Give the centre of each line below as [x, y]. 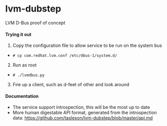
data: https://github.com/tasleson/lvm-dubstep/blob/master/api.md [82, 118]
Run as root [25, 65]
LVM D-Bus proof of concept [35, 23]
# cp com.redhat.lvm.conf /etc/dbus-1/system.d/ [65, 56]
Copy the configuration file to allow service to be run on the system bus [87, 45]
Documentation [22, 96]
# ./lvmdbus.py [29, 75]
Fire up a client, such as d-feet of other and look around [71, 85]
